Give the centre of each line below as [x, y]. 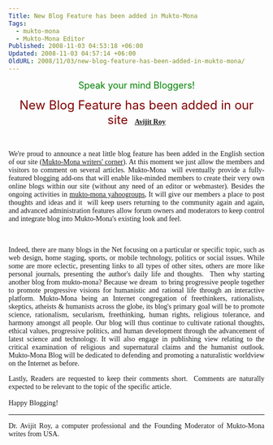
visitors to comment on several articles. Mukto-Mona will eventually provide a [127, 170]
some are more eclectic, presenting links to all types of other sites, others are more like [136, 266]
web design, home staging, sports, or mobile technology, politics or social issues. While [136, 258]
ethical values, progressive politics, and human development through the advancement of [136, 331]
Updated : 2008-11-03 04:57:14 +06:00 [72, 54]
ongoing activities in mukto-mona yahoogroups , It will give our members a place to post [136, 194]
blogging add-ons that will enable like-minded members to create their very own [149, 178]
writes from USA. [34, 434]
